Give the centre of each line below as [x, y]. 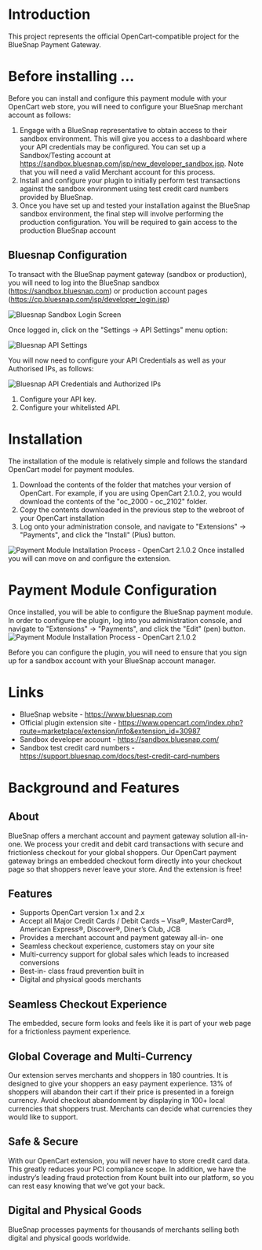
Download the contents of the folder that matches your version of [125, 485]
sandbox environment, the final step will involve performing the [121, 213]
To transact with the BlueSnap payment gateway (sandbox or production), [127, 274]
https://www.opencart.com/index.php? [180, 722]
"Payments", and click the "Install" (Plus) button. [98, 535]
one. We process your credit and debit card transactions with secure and [126, 844]
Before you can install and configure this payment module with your [118, 98]
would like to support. [43, 1117]
